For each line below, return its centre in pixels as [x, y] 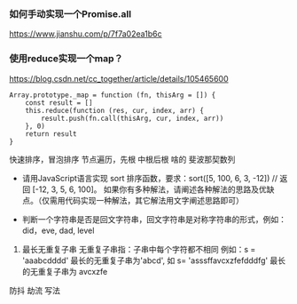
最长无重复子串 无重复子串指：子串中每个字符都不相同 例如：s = [139, 249]
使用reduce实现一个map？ [66, 59]
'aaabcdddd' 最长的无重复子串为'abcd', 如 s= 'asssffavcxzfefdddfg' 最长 [154, 260]
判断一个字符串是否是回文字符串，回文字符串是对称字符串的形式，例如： [154, 219]
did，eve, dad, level [58, 230]
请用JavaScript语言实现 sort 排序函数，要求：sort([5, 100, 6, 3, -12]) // [150, 178]
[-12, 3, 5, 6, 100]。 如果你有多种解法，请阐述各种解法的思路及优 [150, 189]
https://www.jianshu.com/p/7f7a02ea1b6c [86, 34]
